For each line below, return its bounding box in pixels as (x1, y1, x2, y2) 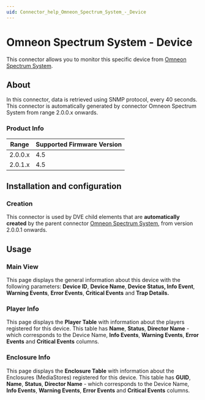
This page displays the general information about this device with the (6, 276, 181, 284)
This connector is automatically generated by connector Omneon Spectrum (6, 102, 197, 110)
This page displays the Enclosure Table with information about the (6, 367, 174, 374)
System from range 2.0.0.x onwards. (6, 109, 99, 116)
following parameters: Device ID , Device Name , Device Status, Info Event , (6, 283, 195, 291)
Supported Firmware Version (35, 140, 122, 149)
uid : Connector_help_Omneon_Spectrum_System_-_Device (6, 9, 147, 15)
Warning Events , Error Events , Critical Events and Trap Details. (6, 289, 170, 297)
